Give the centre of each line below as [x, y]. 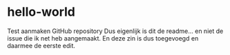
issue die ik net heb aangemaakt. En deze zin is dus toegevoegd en [103, 38]
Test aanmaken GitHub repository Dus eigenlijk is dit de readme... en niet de [115, 31]
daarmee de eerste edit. [41, 45]
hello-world [41, 12]
